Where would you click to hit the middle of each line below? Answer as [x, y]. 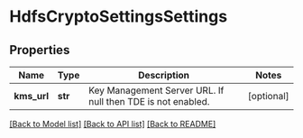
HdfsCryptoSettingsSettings [119, 17]
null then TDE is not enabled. [149, 101]
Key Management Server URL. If [156, 90]
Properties [40, 50]
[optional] [268, 96]
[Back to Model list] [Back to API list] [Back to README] [113, 124]
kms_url [32, 96]
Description [164, 75]
